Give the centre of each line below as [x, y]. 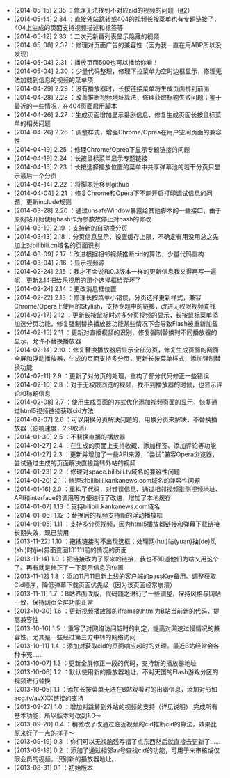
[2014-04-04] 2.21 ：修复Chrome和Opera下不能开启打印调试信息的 [110, 193]
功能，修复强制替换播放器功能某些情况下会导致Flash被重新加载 [128, 324]
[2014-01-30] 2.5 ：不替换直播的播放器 [69, 437]
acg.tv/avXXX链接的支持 [49, 698]
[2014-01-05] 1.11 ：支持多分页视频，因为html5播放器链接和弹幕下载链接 [117, 524]
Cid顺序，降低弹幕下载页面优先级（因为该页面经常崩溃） [95, 585]
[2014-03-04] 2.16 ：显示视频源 [59, 263]
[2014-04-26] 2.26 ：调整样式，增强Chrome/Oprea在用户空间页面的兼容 [118, 132]
